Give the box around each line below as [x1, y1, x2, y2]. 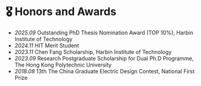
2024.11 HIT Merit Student [14, 42, 80, 49]
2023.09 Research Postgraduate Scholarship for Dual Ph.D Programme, [14, 55, 194, 62]
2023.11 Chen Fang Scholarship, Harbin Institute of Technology [14, 48, 172, 55]
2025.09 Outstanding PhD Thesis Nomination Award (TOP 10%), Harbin [14, 28, 194, 36]
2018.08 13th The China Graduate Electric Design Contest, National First [14, 67, 195, 74]
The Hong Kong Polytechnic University [14, 61, 112, 68]
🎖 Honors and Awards [5, 5, 117, 19]
